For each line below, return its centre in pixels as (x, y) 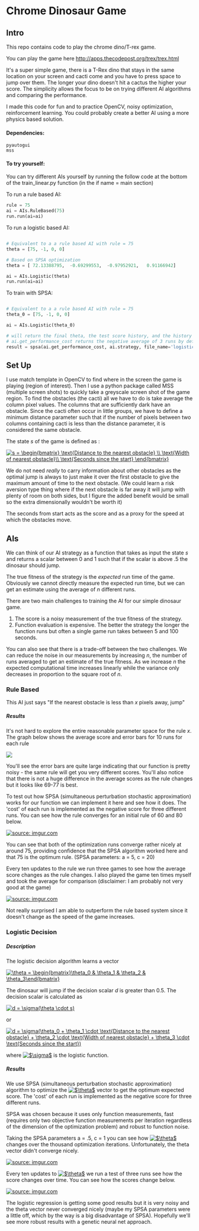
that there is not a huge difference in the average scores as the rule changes (99, 779)
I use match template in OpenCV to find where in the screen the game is (94, 380)
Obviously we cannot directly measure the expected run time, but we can (95, 583)
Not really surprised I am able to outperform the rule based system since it (97, 911)
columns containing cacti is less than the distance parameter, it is (86, 424)
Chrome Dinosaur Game (66, 11)
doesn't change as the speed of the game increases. (70, 917)
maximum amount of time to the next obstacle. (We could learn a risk (90, 483)
